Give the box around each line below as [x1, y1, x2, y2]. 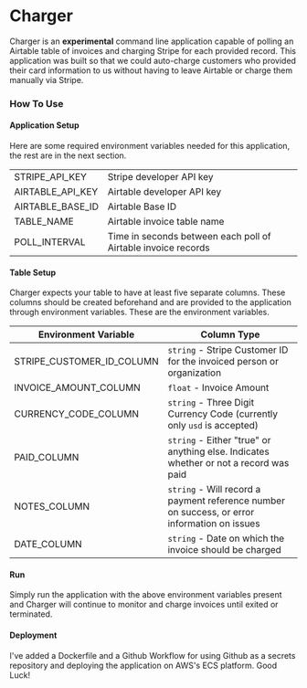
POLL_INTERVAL [14, 236, 86, 249]
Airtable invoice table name [107, 216, 225, 228]
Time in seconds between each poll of [107, 230, 271, 243]
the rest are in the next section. [9, 150, 127, 161]
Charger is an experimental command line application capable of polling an [9, 36, 294, 47]
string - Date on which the [167, 532, 285, 545]
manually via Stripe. [9, 74, 84, 85]
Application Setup [9, 120, 79, 131]
